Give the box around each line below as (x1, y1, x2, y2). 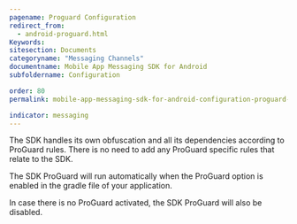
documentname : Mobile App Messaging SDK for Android (9, 63, 208, 72)
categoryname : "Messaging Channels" (9, 54, 144, 63)
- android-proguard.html (17, 29, 109, 38)
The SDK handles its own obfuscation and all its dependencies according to (9, 135, 285, 146)
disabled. (9, 207, 42, 218)
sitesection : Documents (9, 46, 97, 55)
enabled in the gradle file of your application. (9, 181, 172, 191)
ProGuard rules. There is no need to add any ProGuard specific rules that (9, 144, 275, 155)
